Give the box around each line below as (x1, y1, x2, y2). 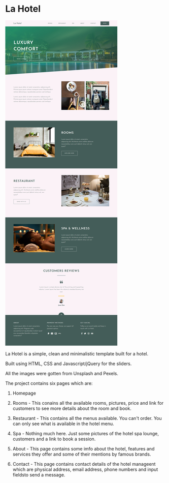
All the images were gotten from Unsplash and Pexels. (5, 370, 118, 376)
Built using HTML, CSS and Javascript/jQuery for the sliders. (5, 360, 132, 367)
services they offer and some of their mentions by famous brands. (12, 451, 151, 457)
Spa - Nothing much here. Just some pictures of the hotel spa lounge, (12, 430, 159, 436)
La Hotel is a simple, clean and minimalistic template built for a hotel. (5, 350, 149, 356)
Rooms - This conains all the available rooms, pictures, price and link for (12, 400, 164, 406)
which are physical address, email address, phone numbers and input (12, 466, 158, 472)
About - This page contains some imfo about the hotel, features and (12, 445, 155, 451)
